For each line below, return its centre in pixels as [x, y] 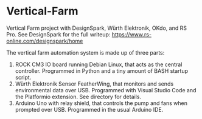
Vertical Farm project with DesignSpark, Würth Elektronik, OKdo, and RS [97, 28]
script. [23, 77]
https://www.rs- [132, 34]
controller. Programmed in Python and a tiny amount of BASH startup [102, 70]
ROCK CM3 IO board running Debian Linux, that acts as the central [99, 64]
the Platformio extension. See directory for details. [78, 97]
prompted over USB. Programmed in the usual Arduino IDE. [89, 109]
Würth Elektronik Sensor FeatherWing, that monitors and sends [94, 84]
